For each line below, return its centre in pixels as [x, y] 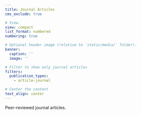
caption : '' [21, 54]
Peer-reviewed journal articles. [35, 107]
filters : [14, 72]
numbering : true [21, 36]
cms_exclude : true [23, 14]
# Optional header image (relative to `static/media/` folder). [71, 45]
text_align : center [25, 94]
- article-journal [32, 81]
